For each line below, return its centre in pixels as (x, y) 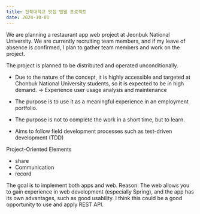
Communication (34, 167)
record (23, 173)
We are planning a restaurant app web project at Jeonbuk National (88, 34)
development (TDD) (39, 137)
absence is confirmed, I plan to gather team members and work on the (93, 47)
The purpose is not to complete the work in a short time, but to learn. (100, 119)
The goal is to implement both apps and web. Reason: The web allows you (98, 185)
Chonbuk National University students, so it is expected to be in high (99, 83)
